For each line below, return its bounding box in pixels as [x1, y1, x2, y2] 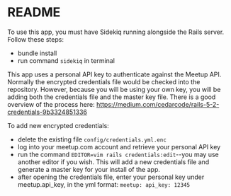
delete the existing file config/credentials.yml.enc [17, 135, 167, 144]
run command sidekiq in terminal [17, 56, 115, 64]
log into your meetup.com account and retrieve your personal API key [17, 142, 221, 151]
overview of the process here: [7, 100, 95, 108]
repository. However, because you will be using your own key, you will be [7, 85, 221, 93]
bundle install [17, 49, 57, 57]
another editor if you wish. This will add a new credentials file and [17, 157, 210, 166]
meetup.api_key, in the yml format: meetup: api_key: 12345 [17, 180, 190, 188]
